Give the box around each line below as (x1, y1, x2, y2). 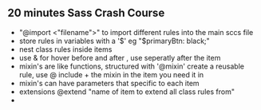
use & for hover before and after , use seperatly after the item (18, 53, 221, 62)
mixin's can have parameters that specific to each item (18, 78, 200, 88)
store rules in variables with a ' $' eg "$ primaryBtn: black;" (18, 36, 211, 45)
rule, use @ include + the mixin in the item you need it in (18, 69, 204, 79)
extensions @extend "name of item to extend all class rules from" (18, 87, 235, 96)
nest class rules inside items (18, 44, 113, 54)
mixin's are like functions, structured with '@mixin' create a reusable (18, 61, 245, 71)
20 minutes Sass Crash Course (7, 6, 165, 20)
